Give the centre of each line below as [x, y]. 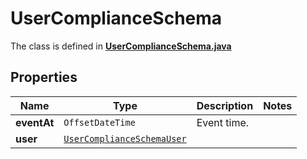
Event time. [223, 122]
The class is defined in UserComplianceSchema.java [121, 46]
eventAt [35, 122]
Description [225, 105]
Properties [44, 77]
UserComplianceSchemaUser [125, 138]
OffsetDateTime [99, 122]
